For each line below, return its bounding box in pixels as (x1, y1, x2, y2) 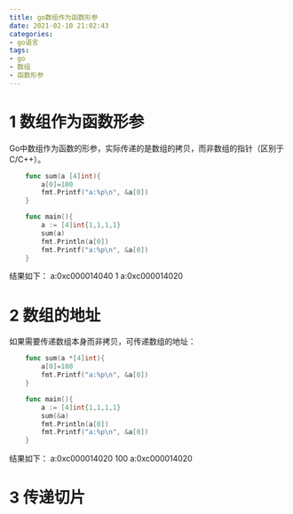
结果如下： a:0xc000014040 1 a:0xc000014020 (9, 271, 184, 281)
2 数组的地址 (9, 305, 101, 325)
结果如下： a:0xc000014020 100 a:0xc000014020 (9, 454, 193, 464)
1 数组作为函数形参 (9, 112, 145, 131)
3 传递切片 (9, 487, 86, 508)
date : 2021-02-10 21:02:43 (9, 21, 109, 30)
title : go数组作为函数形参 (9, 12, 99, 22)
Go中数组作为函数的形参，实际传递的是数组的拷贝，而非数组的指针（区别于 (9, 143, 284, 154)
